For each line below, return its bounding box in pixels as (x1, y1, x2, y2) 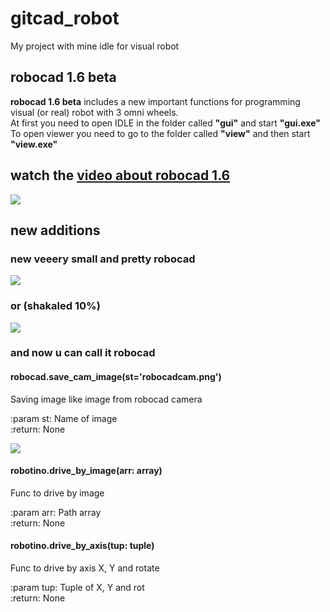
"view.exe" (10, 138, 58, 150)
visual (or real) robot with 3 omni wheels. (10, 106, 179, 118)
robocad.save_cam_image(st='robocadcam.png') (10, 371, 222, 383)
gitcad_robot (10, 7, 120, 30)
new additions (10, 222, 101, 239)
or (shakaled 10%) (10, 299, 101, 313)
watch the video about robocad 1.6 (10, 167, 231, 184)
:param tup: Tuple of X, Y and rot (10, 582, 145, 594)
